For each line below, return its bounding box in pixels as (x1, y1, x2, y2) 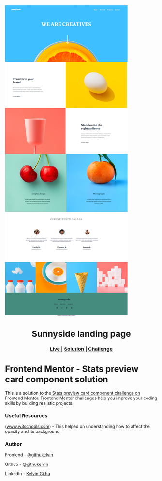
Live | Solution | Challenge (50, 346, 113, 352)
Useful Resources (5, 412, 48, 419)
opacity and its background (5, 429, 59, 434)
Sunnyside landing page (31, 329, 132, 340)
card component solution (5, 374, 108, 385)
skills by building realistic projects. (5, 400, 74, 406)
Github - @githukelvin (5, 461, 49, 467)
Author (5, 441, 22, 448)
